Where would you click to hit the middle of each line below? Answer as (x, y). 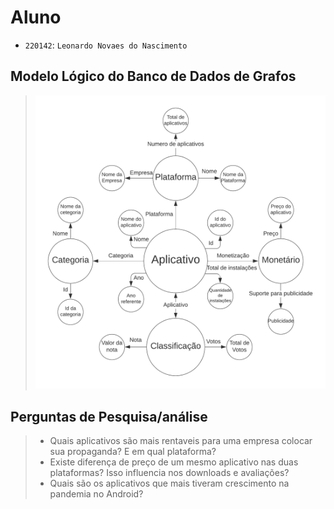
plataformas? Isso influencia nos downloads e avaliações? (169, 473)
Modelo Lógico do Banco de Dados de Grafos (153, 76)
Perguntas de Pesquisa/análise (109, 416)
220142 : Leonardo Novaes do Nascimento (106, 45)
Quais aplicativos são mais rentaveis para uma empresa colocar (181, 441)
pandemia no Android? (96, 494)
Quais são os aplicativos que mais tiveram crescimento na (169, 483)
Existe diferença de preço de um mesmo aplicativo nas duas (174, 462)
